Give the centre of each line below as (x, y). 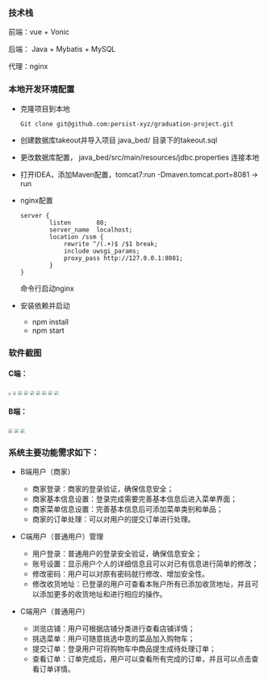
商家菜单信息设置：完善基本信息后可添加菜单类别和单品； (128, 509)
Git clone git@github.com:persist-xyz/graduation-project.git (127, 124)
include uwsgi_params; (102, 251)
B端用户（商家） (47, 472)
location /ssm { (77, 236)
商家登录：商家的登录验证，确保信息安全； (103, 489)
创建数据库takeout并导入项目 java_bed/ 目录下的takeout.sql (119, 140)
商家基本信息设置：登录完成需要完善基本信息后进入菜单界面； (135, 499)
